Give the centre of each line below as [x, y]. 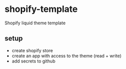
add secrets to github [33, 61]
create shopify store [32, 50]
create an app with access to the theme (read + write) [66, 56]
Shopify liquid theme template [35, 23]
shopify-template [41, 9]
